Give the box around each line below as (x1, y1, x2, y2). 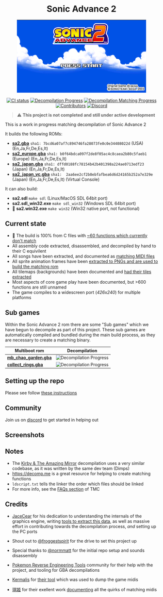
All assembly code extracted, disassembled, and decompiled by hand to (12, 243, 156, 249)
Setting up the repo (5, 377, 65, 385)
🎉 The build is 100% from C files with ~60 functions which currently (12, 232, 148, 239)
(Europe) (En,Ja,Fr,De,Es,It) (12, 155, 67, 161)
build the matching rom (12, 263, 59, 269)
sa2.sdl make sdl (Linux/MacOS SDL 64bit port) (12, 195, 108, 201)
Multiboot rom (15, 348, 45, 354)
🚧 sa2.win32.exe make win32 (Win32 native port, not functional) (12, 205, 140, 211)
